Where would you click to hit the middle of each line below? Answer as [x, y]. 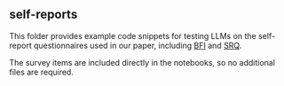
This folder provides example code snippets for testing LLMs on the [133, 35]
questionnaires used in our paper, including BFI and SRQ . [138, 45]
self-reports [43, 15]
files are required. [41, 72]
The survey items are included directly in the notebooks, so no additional [142, 62]
